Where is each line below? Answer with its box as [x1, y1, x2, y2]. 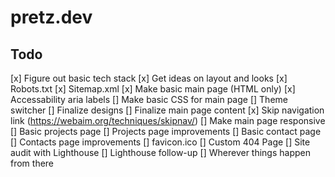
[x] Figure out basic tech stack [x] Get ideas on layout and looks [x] [10, 72, 288, 84]
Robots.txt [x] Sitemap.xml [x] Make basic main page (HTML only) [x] [10, 83, 296, 95]
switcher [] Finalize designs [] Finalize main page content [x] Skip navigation [10, 104, 325, 116]
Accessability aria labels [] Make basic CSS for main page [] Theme [10, 94, 288, 105]
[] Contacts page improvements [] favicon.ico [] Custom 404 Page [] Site [10, 136, 311, 148]
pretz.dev [10, 6, 93, 29]
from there [10, 157, 55, 169]
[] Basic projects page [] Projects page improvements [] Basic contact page [10, 126, 322, 137]
